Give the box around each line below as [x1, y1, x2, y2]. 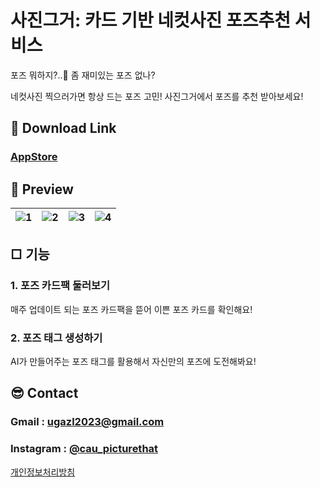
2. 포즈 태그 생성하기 [10, 331, 103, 345]
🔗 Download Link [10, 120, 117, 137]
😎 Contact [10, 385, 79, 402]
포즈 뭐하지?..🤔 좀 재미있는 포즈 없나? [10, 69, 156, 81]
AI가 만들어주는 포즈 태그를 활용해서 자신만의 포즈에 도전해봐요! [10, 356, 257, 368]
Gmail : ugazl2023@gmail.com [10, 415, 165, 429]
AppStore [10, 150, 58, 164]
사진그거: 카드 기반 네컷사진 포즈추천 [10, 9, 292, 32]
